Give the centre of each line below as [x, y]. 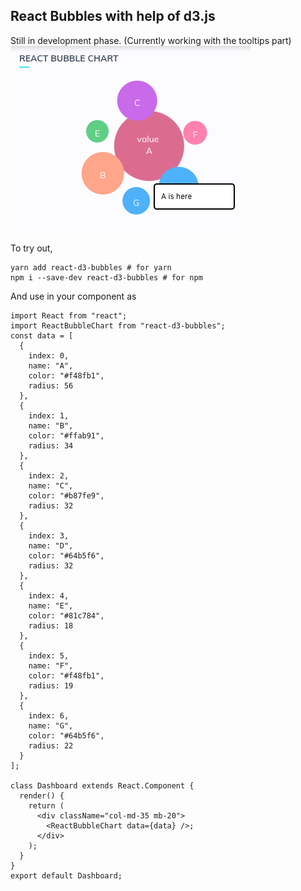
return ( [46, 805]
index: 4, [49, 595]
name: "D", [51, 545]
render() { [42, 795]
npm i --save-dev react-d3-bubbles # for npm [106, 277]
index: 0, [49, 355]
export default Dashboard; [66, 875]
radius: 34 [51, 445]
